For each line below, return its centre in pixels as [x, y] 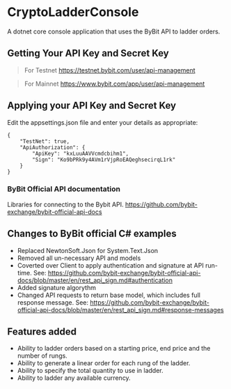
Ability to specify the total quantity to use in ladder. [90, 371]
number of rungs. [42, 356]
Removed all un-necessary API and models [79, 258]
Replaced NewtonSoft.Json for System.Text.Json [88, 250]
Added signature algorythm [56, 287]
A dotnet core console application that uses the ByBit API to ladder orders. [114, 31]
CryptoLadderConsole [73, 12]
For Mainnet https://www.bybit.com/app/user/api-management [114, 84]
